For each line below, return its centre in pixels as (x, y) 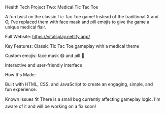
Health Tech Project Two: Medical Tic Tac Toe (52, 7)
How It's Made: (20, 75)
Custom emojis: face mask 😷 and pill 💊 (45, 56)
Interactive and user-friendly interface (44, 65)
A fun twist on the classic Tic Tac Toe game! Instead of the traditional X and (82, 16)
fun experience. (21, 89)
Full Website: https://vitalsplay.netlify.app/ (48, 37)
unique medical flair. (26, 27)
